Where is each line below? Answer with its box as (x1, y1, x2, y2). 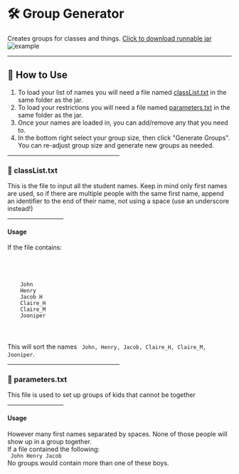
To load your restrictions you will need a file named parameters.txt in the (17, 103, 230, 111)
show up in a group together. (7, 437, 92, 445)
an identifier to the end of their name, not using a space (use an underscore (7, 197, 230, 205)
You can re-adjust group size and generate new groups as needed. (17, 140, 215, 150)
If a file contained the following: (7, 445, 100, 453)
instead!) (7, 205, 33, 213)
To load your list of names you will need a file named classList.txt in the (17, 88, 227, 96)
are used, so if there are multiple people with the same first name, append (7, 190, 224, 198)
